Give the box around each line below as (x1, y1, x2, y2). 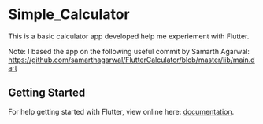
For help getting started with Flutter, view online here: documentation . (8, 107, 235, 116)
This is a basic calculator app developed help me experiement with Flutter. (8, 31, 250, 41)
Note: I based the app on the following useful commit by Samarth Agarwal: (8, 46, 250, 56)
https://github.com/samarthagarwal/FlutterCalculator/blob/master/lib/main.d (8, 55, 255, 64)
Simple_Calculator (8, 5, 130, 24)
